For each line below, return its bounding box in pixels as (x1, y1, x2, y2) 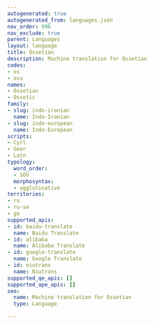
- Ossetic (7, 94, 36, 101)
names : (7, 81, 26, 88)
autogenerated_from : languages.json (7, 17, 113, 24)
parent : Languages (7, 36, 60, 43)
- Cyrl (7, 139, 26, 146)
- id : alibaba (7, 236, 49, 243)
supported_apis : (7, 216, 54, 223)
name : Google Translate (13, 255, 82, 262)
